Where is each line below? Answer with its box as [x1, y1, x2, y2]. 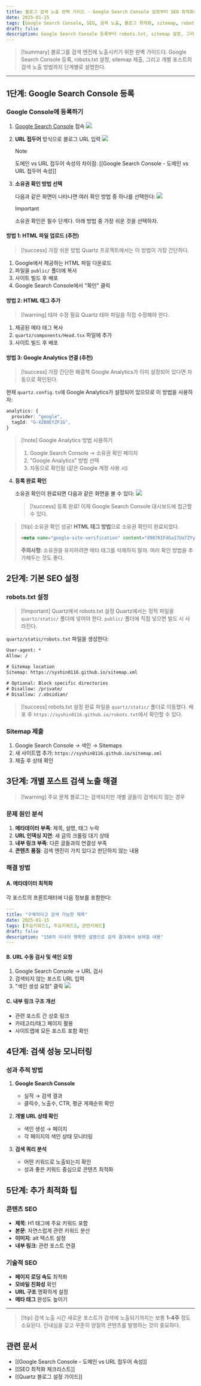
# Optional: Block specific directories [6, 680, 109, 686]
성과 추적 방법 [6, 1066, 44, 1074]
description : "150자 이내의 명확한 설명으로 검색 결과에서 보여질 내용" [6, 934, 163, 940]
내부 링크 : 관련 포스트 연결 [14, 1242, 76, 1250]
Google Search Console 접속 [14, 123, 85, 130]
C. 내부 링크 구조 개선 [6, 998, 56, 1005]
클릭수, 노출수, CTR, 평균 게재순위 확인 [23, 1100, 114, 1107]
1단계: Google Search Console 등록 [6, 88, 135, 99]
